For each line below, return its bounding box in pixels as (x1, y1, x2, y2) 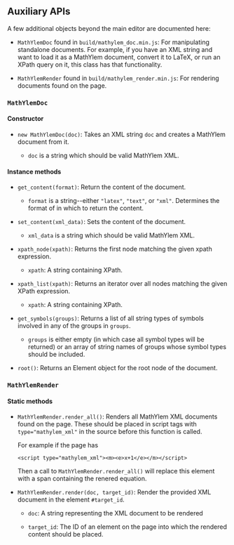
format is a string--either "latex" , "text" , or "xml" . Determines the (27, 197, 220, 205)
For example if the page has (17, 441, 99, 449)
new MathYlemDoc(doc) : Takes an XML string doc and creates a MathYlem (17, 130, 226, 138)
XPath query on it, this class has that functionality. (17, 60, 163, 69)
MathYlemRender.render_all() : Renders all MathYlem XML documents (17, 412, 218, 421)
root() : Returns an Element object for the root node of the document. (17, 364, 218, 372)
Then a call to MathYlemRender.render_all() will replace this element (17, 467, 215, 475)
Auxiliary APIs (7, 6, 71, 18)
